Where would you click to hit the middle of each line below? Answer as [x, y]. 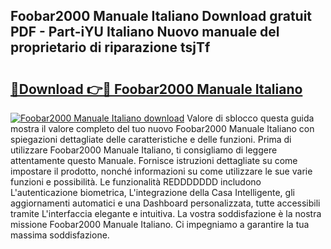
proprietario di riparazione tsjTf [110, 47]
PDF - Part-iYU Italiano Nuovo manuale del [145, 32]
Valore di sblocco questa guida [250, 118]
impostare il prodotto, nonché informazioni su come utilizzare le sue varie [161, 171]
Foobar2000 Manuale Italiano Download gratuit [161, 16]
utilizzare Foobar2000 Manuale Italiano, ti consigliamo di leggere [144, 150]
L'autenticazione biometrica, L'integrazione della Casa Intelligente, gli [152, 192]
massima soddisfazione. [60, 235]
